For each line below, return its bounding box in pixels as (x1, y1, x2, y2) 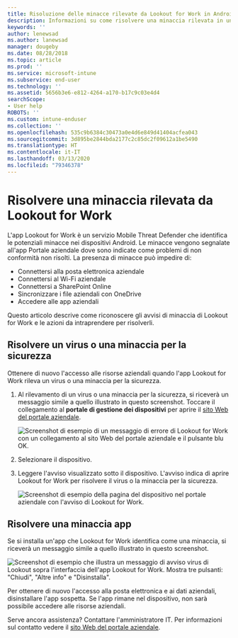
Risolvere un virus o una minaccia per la (7, 339, 187, 351)
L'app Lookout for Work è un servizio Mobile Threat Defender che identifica (7, 231, 228, 239)
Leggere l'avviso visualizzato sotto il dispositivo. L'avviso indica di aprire (17, 469, 229, 477)
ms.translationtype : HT (7, 142, 78, 149)
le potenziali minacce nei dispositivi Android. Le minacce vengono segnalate (7, 238, 230, 246)
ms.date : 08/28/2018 (7, 50, 69, 57)
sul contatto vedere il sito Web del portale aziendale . (7, 623, 161, 632)
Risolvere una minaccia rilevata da (7, 192, 214, 208)
